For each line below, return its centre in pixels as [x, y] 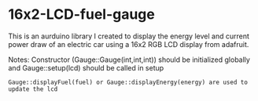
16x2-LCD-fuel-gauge [81, 14]
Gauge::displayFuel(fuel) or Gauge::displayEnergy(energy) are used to [128, 82]
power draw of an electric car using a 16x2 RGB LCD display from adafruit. [129, 44]
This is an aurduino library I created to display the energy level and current [129, 36]
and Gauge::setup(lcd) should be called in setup [86, 67]
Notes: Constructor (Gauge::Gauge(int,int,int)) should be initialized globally [129, 60]
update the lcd [33, 89]
